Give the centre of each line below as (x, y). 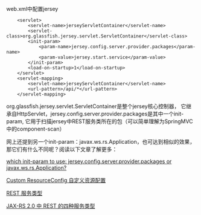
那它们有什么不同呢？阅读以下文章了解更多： (62, 149)
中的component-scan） (36, 129)
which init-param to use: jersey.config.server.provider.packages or (89, 161)
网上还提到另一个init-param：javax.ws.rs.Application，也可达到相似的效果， (101, 142)
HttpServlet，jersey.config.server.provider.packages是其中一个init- (100, 114)
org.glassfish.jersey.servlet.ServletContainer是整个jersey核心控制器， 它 (96, 106)
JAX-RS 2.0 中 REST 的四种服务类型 (51, 206)
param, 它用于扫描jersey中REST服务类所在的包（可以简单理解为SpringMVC (100, 121)
